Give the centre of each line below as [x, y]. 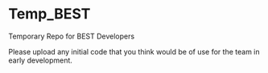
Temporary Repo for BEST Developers [72, 36]
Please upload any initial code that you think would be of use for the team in [134, 51]
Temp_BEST [49, 14]
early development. [40, 60]
